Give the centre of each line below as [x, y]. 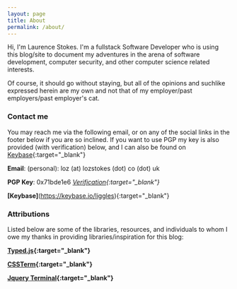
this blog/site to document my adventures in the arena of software [104, 54]
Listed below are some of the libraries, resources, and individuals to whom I [117, 229]
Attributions [29, 214]
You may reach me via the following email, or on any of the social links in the [118, 132]
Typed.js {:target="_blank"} [49, 250]
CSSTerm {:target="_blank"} [50, 264]
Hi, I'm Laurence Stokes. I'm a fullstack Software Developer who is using [113, 47]
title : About [27, 20]
